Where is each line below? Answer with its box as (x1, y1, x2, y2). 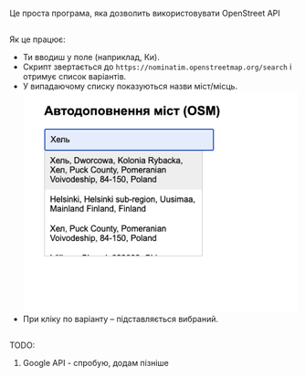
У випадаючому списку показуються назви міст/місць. (22, 81, 238, 92)
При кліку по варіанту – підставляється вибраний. (22, 313, 219, 324)
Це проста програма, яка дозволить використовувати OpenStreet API (9, 8, 280, 18)
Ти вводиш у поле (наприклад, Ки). (22, 52, 160, 63)
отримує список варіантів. (22, 71, 127, 82)
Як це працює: (9, 34, 66, 45)
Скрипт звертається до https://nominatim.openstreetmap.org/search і (22, 61, 292, 72)
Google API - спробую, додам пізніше (22, 358, 169, 369)
